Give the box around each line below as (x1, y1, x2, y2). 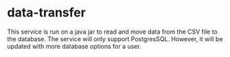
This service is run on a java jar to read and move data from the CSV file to (7, 27, 218, 36)
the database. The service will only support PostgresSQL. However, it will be (7, 34, 223, 43)
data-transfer (7, 5, 86, 21)
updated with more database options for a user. (7, 42, 142, 50)
